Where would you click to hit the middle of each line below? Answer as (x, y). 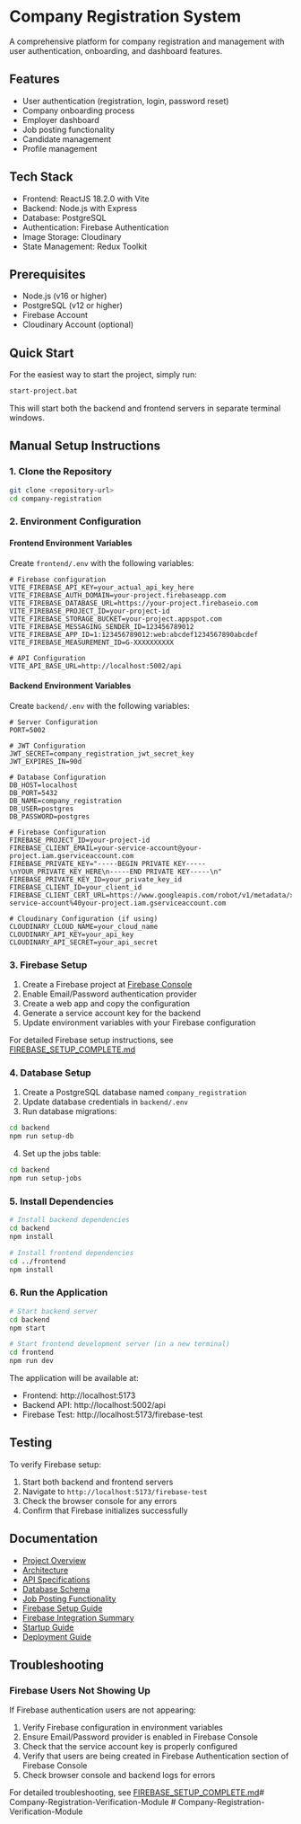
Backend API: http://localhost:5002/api (94, 1405)
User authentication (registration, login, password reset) (125, 101)
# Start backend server (54, 1311)
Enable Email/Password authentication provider (109, 994)
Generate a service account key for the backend (112, 1014)
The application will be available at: (74, 1378)
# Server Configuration (54, 722)
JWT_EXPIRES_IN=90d (46, 761)
